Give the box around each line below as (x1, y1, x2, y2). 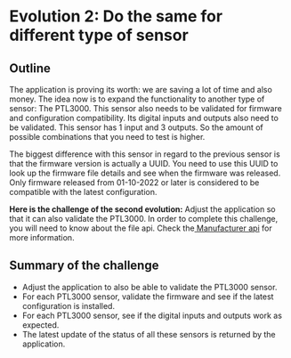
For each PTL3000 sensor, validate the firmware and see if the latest (21, 291, 274, 302)
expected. (21, 319, 60, 330)
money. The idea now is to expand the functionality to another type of (9, 94, 265, 104)
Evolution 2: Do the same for (9, 6, 223, 27)
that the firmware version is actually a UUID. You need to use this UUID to (9, 159, 279, 168)
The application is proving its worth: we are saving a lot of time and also (9, 85, 273, 94)
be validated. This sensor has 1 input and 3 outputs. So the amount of (9, 122, 264, 133)
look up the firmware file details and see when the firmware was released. (9, 167, 281, 178)
